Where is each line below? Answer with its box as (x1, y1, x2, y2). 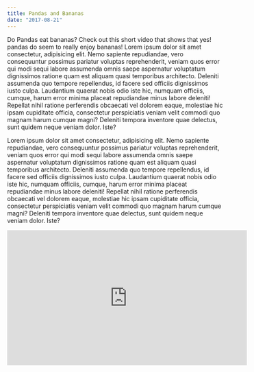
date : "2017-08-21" (7, 16, 63, 23)
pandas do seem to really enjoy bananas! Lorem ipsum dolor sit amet (7, 43, 202, 51)
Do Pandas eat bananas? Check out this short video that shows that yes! (7, 35, 212, 43)
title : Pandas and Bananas (7, 10, 84, 17)
